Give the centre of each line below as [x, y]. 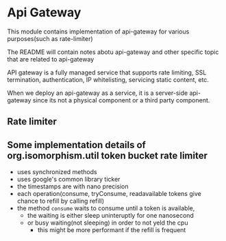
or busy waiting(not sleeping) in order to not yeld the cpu [108, 223]
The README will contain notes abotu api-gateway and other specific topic [113, 52]
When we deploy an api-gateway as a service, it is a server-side [98, 93]
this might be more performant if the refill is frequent [112, 230]
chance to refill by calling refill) [61, 201]
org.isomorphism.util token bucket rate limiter [107, 155]
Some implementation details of [76, 145]
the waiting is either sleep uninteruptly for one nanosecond [110, 216]
